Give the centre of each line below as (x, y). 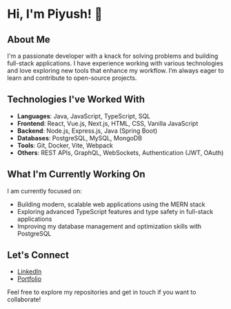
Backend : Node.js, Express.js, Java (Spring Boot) (87, 131)
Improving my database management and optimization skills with (109, 226)
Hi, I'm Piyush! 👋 (55, 14)
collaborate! (24, 299)
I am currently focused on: (45, 191)
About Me (29, 40)
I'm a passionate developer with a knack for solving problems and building (113, 56)
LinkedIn (29, 272)
